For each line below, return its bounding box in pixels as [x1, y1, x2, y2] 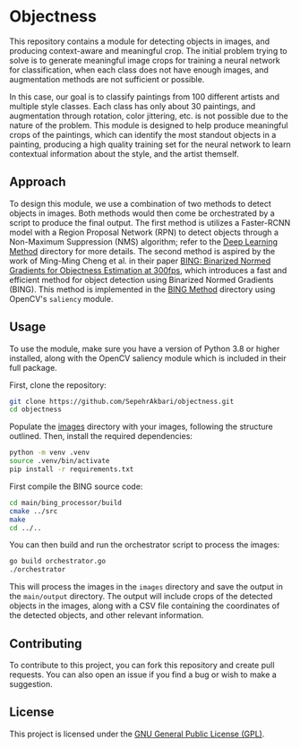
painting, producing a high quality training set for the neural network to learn [9, 139, 291, 150]
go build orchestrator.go [9, 557, 106, 566]
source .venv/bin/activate [9, 457, 110, 466]
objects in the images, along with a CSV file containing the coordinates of [9, 600, 280, 611]
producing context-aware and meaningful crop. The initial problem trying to [9, 45, 288, 56]
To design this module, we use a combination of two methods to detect [9, 198, 271, 209]
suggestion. [9, 679, 54, 689]
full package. [9, 362, 58, 373]
